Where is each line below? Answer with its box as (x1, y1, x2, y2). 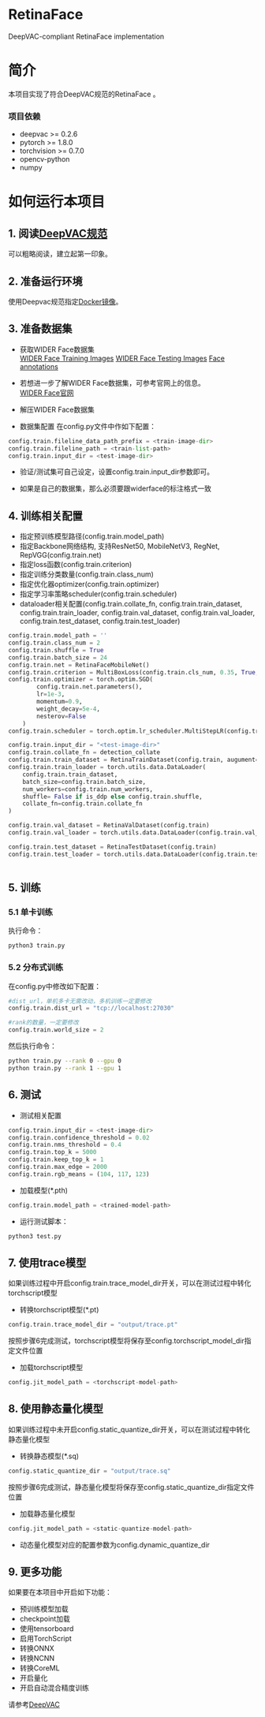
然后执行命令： (8, 1041, 57, 1051)
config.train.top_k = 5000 (8, 1148, 97, 1156)
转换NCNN (19, 1654, 55, 1663)
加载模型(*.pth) (19, 1185, 69, 1195)
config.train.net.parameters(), (36, 683, 144, 691)
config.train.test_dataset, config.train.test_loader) (19, 617, 181, 626)
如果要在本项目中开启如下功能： (8, 1588, 112, 1597)
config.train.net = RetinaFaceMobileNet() (8, 661, 150, 669)
